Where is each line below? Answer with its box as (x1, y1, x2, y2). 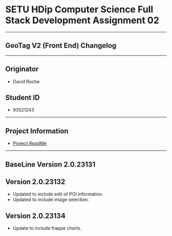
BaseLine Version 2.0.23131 (5, 160, 96, 169)
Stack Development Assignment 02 (5, 14, 160, 26)
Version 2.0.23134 (5, 211, 66, 220)
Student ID (5, 93, 40, 102)
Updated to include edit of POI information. (12, 191, 103, 197)
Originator (5, 65, 39, 74)
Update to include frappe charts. (12, 225, 82, 231)
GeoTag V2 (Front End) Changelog (5, 41, 117, 50)
